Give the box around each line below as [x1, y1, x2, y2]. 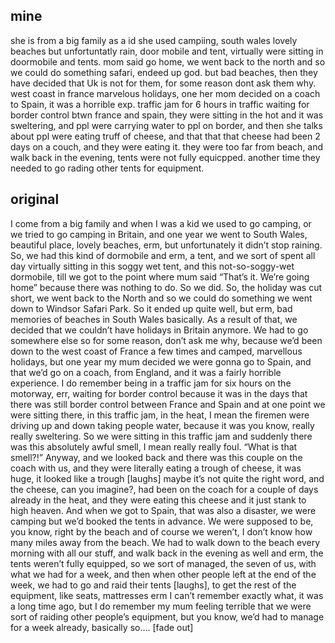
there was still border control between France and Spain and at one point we [10, 398, 326, 410]
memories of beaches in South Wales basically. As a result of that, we [10, 313, 298, 325]
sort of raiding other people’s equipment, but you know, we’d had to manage [10, 610, 325, 623]
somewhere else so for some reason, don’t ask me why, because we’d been [10, 334, 323, 346]
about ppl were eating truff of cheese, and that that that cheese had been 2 [10, 130, 321, 142]
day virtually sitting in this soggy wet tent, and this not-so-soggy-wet [10, 260, 295, 272]
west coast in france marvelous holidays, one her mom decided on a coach [10, 87, 321, 99]
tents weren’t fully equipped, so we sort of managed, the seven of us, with [10, 557, 317, 569]
